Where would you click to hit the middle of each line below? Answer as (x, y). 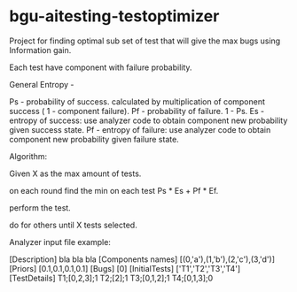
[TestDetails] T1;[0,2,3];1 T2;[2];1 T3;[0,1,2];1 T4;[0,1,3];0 (111, 278)
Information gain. (40, 50)
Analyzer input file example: (60, 242)
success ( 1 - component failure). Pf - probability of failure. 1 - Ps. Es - (137, 111)
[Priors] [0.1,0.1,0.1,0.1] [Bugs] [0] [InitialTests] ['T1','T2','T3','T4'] (125, 268)
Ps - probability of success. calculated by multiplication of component (137, 101)
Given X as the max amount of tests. (75, 173)
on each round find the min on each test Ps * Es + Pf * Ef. (114, 190)
